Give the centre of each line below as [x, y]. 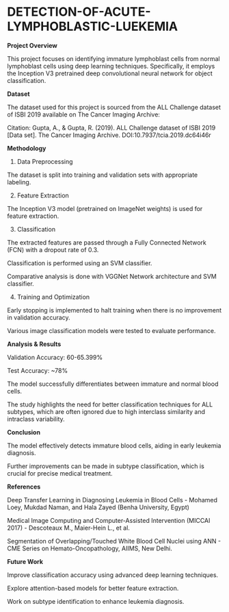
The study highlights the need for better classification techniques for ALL [110, 404]
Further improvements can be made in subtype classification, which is [106, 466]
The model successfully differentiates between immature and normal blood [113, 384]
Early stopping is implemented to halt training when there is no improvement [114, 310]
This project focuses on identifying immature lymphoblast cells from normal [113, 58]
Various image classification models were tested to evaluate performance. [111, 330]
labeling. [19, 182]
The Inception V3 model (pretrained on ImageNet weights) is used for [105, 208]
